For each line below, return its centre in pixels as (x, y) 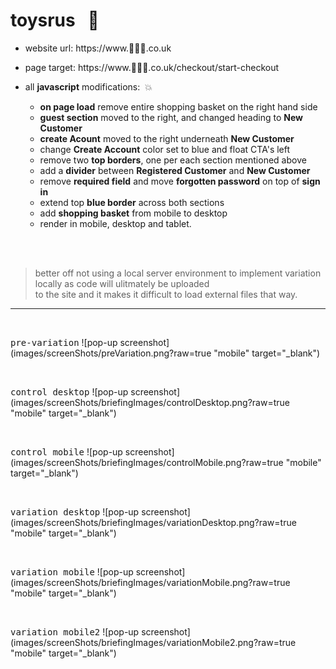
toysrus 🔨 (55, 20)
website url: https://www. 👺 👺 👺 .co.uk (98, 48)
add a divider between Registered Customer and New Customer (175, 170)
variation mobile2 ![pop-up (75, 631)
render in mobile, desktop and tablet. (115, 223)
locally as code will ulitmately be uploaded (122, 283)
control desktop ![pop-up (69, 391)
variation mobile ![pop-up (72, 571)
